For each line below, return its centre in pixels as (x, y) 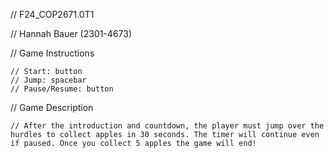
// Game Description (52, 107)
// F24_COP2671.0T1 (52, 14)
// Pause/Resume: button (62, 89)
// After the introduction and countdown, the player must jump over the (167, 126)
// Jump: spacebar (48, 80)
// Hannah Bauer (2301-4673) (71, 33)
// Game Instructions (52, 53)
